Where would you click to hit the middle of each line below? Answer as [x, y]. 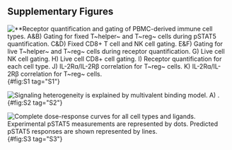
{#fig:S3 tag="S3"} [35, 139]
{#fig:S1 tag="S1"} [34, 81]
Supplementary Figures [60, 12]
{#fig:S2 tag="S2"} [35, 103]
